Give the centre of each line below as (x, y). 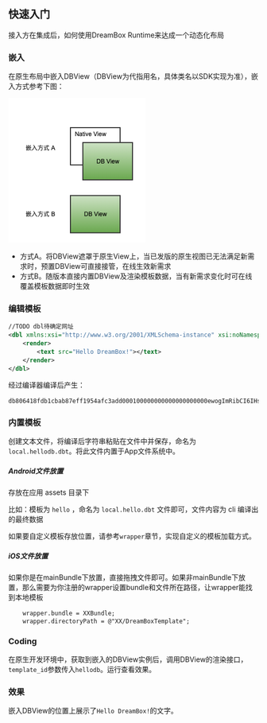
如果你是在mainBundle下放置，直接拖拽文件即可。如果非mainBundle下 (124, 577)
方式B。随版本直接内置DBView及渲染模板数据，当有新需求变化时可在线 (136, 276)
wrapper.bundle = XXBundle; (69, 613)
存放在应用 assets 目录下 (49, 492)
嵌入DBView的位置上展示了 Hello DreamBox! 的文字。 (93, 711)
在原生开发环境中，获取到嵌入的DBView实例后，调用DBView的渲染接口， (128, 659)
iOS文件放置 (28, 556)
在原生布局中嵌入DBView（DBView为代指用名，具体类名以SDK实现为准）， (130, 76)
